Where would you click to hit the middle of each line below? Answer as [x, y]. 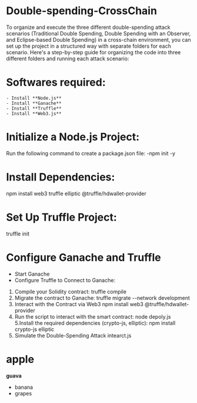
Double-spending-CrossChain [82, 11]
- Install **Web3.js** [34, 113]
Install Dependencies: [61, 177]
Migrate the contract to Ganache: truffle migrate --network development [102, 298]
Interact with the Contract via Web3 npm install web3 [79, 304]
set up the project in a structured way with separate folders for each [89, 46]
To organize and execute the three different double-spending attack [88, 27]
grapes [23, 393]
